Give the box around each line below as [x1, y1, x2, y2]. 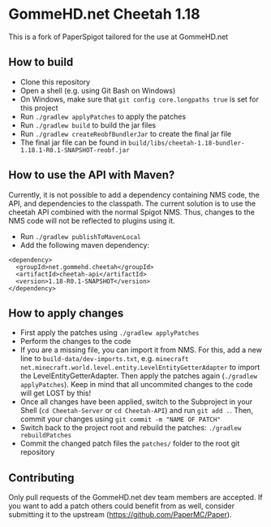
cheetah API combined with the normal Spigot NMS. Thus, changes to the [8, 207, 256, 216]
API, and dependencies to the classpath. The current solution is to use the [8, 198, 256, 208]
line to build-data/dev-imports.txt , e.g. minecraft [19, 354, 189, 364]
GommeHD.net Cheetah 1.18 [8, 5, 200, 24]
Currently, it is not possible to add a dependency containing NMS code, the [8, 189, 260, 199]
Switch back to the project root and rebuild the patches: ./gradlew [19, 423, 242, 433]
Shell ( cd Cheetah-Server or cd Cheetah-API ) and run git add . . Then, [19, 406, 254, 416]
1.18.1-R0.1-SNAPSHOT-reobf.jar [19, 146, 130, 155]
